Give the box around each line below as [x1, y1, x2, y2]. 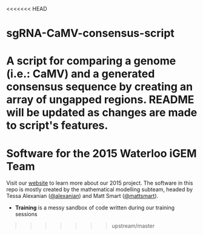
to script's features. [6, 118, 108, 132]
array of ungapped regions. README [6, 93, 195, 107]
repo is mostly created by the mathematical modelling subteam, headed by [6, 186, 193, 193]
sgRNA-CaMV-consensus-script [6, 27, 175, 40]
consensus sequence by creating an [6, 80, 193, 94]
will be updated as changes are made [6, 106, 198, 120]
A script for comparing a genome [6, 54, 176, 68]
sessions [15, 211, 38, 218]
